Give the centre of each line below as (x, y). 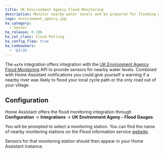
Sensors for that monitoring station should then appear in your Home (74, 141)
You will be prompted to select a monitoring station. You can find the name (80, 127)
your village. (18, 85)
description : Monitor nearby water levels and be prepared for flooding (81, 14)
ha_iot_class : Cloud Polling (35, 37)
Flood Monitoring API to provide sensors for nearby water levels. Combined (81, 69)
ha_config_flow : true (27, 41)
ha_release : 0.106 (24, 32)
